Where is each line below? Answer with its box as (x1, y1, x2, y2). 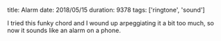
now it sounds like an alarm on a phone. (7, 27, 122, 34)
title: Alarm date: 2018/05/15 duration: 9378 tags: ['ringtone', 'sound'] (7, 6, 205, 14)
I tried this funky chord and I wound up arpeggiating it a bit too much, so (7, 19, 214, 27)
